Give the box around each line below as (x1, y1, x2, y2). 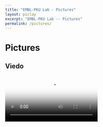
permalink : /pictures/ (5, 21, 52, 26)
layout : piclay (5, 12, 36, 17)
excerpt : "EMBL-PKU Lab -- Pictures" (5, 16, 83, 21)
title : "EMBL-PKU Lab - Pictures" (5, 7, 76, 12)
